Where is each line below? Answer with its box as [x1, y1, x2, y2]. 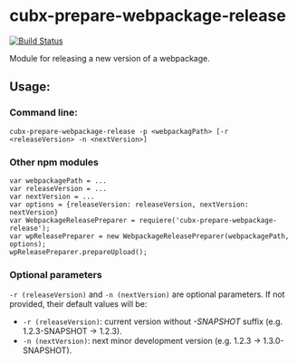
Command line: [9, 106, 79, 119]
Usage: [9, 79, 52, 95]
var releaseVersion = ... [9, 184, 107, 193]
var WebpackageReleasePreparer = [9, 215, 136, 224]
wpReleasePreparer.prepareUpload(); [9, 247, 148, 256]
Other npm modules [9, 156, 100, 168]
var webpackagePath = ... [9, 176, 107, 186]
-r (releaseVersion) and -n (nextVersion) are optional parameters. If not [9, 289, 285, 300]
